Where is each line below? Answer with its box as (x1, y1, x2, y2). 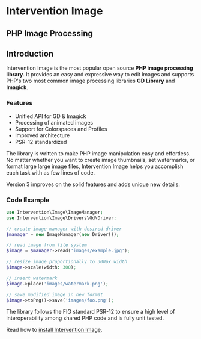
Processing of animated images (14, 119, 94, 126)
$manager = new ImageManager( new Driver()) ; (6, 231, 119, 237)
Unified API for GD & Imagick (14, 113, 86, 120)
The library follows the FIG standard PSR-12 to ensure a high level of (6, 308, 175, 316)
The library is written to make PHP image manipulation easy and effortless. (6, 149, 191, 157)
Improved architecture (14, 131, 70, 139)
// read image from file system (6, 242, 87, 248)
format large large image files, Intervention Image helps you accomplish (6, 163, 184, 170)
